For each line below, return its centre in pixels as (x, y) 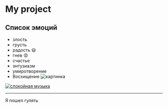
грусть (19, 45)
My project (28, 9)
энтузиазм (24, 66)
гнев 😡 (20, 55)
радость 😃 (24, 50)
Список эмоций (31, 28)
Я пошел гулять (22, 100)
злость (20, 39)
